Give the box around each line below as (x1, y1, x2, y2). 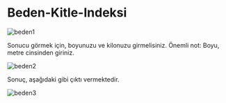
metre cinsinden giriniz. (7, 48, 74, 57)
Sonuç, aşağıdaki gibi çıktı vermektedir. (7, 75, 120, 84)
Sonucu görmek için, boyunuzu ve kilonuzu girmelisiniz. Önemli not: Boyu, (7, 41, 220, 49)
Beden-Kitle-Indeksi (7, 5, 127, 21)
